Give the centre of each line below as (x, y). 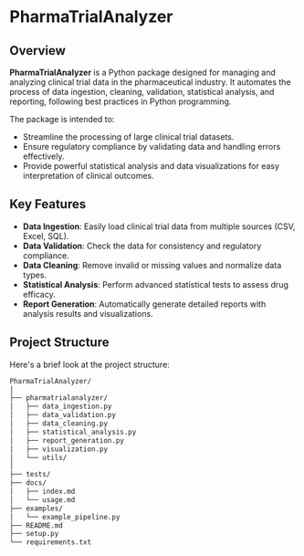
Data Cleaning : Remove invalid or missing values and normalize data (152, 265)
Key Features (48, 204)
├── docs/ (28, 483)
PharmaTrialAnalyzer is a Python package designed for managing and (142, 72)
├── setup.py (34, 534)
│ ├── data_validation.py (63, 415)
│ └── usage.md (42, 499)
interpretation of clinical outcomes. (89, 176)
